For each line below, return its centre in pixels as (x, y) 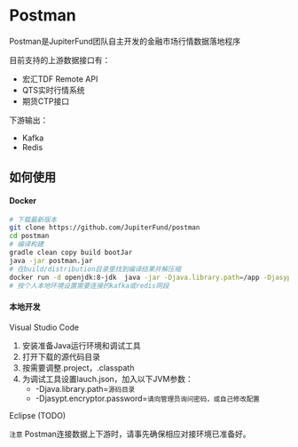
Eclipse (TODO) (38, 415)
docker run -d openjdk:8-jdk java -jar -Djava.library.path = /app (134, 277)
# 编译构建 (27, 244)
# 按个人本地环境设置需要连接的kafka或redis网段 (90, 285)
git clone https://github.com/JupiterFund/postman (105, 227)
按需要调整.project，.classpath (78, 367)
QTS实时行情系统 (54, 90)
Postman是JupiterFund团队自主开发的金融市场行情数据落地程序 (125, 41)
